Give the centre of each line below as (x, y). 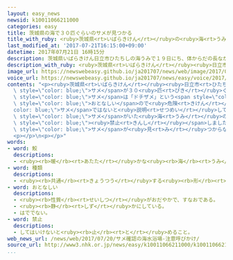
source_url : (24, 245)
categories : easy (32, 26)
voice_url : (23, 78)
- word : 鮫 (23, 149)
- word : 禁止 (25, 219)
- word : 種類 (25, 168)
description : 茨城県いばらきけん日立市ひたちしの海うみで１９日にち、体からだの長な (115, 59)
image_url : (23, 71)
